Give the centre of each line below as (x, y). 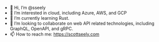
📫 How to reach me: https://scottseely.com (54, 34)
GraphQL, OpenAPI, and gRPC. (41, 29)
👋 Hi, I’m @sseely (28, 8)
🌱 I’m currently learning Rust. (40, 18)
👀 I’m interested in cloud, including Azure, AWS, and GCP (68, 13)
